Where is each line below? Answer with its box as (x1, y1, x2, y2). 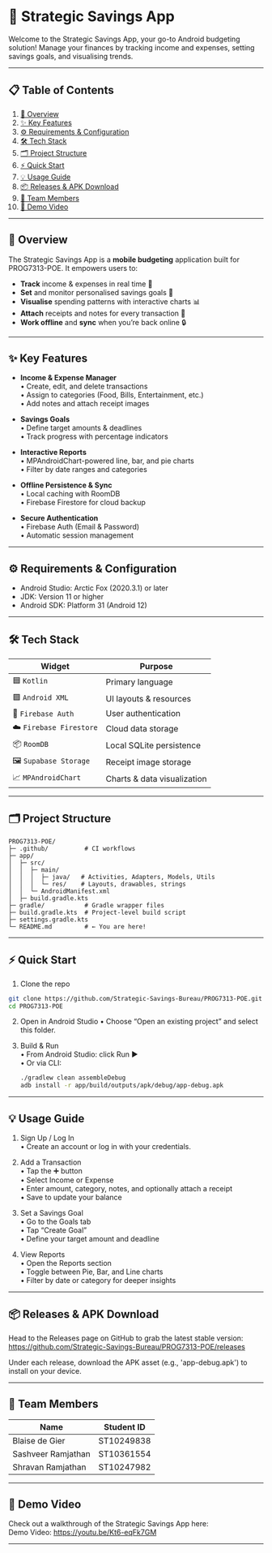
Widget (40, 661, 70, 671)
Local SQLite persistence (105, 740, 201, 751)
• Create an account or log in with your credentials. (19, 1141, 192, 1151)
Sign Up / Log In (19, 1133, 74, 1143)
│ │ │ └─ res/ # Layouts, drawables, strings (8, 880, 186, 888)
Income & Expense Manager (19, 373, 117, 383)
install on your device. (8, 1366, 83, 1375)
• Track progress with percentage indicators (19, 431, 168, 441)
